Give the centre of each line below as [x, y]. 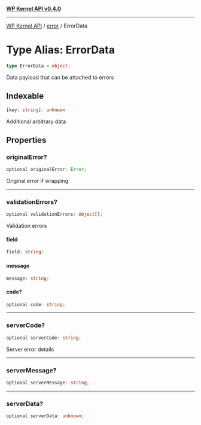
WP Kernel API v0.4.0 [34, 9]
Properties [26, 140]
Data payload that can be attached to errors [60, 77]
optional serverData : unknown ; [45, 416]
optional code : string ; [36, 304]
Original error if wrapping [37, 181]
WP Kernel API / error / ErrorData [47, 26]
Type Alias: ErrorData [61, 50]
